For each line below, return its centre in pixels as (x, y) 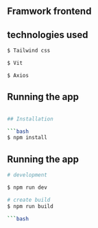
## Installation (30, 119)
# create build (29, 200)
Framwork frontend (49, 11)
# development (27, 175)
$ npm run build (30, 206)
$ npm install (27, 138)
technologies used (48, 35)
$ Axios (18, 75)
